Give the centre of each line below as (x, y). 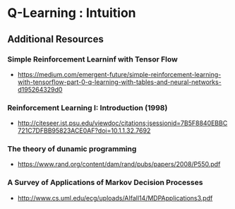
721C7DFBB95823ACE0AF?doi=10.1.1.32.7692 (84, 131)
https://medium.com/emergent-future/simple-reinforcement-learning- (119, 74)
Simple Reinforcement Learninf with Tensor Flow (93, 59)
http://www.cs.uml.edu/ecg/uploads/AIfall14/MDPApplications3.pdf (115, 198)
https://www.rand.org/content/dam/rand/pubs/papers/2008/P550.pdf (119, 165)
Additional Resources (55, 39)
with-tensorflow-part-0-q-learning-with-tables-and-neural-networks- (120, 82)
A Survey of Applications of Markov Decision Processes (105, 183)
